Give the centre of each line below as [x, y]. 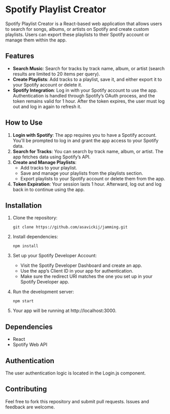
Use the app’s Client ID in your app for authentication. [77, 271]
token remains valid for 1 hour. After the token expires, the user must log [89, 101]
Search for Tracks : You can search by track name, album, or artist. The [88, 151]
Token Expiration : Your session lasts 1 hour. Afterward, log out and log [87, 184]
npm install [25, 246]
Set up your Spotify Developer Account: [55, 256]
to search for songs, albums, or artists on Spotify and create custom [77, 29]
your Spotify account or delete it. [47, 85]
